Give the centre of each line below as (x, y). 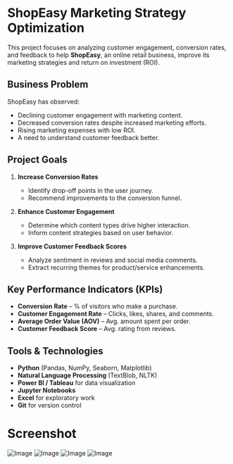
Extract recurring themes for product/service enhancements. (116, 267)
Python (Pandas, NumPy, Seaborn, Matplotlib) (85, 368)
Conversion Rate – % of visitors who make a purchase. (97, 306)
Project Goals (38, 160)
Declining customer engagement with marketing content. (100, 115)
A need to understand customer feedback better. (88, 137)
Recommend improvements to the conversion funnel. (105, 198)
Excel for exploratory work (56, 398)
